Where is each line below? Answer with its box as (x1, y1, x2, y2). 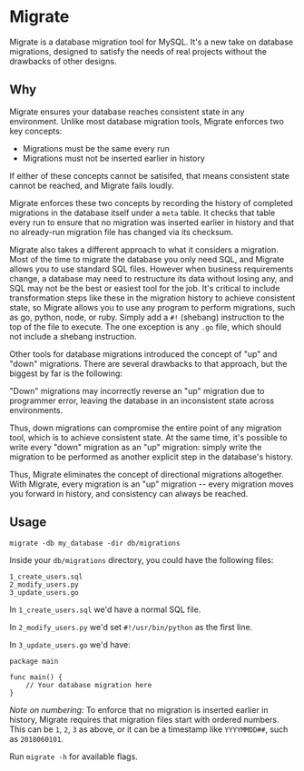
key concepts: (9, 125, 63, 136)
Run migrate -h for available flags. (9, 751, 138, 762)
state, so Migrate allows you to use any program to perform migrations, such (9, 301, 296, 312)
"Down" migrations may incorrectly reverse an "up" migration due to (9, 385, 265, 396)
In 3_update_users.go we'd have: (9, 638, 131, 650)
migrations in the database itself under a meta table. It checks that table (9, 207, 276, 218)
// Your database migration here (25, 680, 152, 689)
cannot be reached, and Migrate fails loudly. (9, 180, 174, 191)
